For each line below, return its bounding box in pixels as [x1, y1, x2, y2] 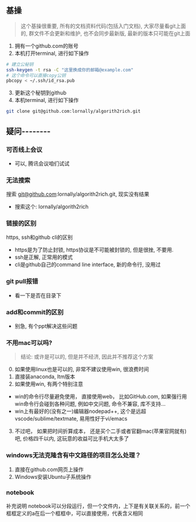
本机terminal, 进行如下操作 [14, 97, 79, 104]
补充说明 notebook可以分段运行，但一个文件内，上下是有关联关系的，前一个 [6, 502, 191, 509]
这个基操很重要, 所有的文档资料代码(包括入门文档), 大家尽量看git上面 [20, 22, 187, 29]
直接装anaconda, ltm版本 [14, 373, 75, 380]
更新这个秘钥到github [14, 89, 67, 96]
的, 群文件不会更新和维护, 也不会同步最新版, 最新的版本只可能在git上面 [20, 29, 191, 37]
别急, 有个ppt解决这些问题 [14, 323, 78, 330]
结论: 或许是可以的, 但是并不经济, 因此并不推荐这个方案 [20, 353, 154, 360]
